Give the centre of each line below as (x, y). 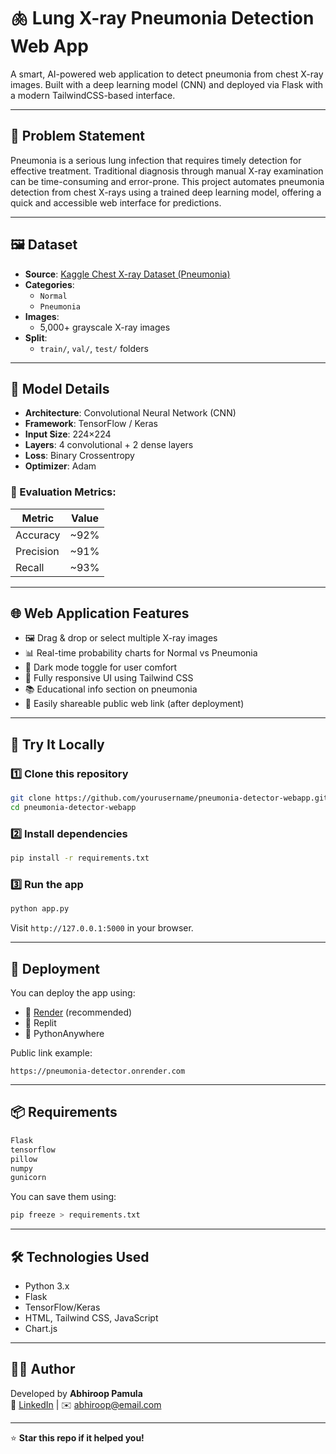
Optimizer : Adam (60, 466)
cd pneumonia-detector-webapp (73, 808)
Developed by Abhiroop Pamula (76, 1393)
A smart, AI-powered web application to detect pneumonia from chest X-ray (167, 74)
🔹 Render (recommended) (78, 1012)
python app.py (40, 909)
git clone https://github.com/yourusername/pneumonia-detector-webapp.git (169, 798)
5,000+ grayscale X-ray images (105, 327)
